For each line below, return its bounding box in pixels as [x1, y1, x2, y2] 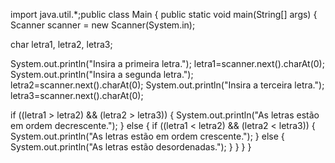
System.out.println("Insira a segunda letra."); [10, 69, 194, 80]
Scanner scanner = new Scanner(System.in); [10, 19, 196, 31]
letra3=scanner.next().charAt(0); [10, 90, 144, 101]
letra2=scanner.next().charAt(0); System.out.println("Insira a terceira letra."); [10, 79, 325, 91]
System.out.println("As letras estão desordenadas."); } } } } [10, 141, 252, 153]
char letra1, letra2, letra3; [10, 39, 113, 50]
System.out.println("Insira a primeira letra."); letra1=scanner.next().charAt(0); [10, 58, 325, 69]
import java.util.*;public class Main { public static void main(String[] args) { [10, 9, 318, 20]
